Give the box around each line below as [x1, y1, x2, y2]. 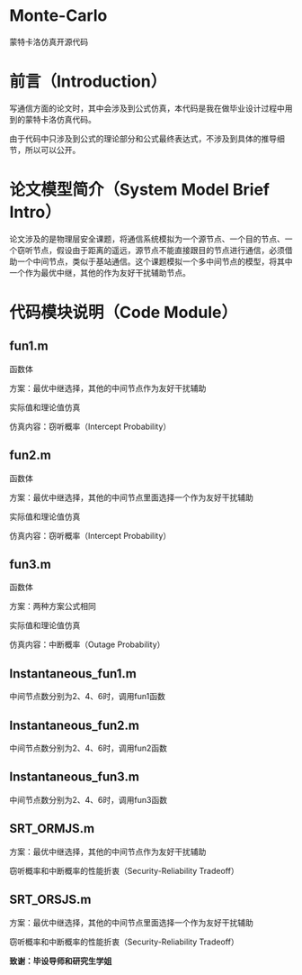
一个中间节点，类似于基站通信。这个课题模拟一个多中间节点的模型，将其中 [16, 256, 293, 267]
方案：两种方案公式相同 [9, 601, 96, 612]
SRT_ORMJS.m [9, 821, 95, 836]
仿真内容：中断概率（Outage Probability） [9, 639, 165, 650]
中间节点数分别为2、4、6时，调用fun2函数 [9, 743, 168, 753]
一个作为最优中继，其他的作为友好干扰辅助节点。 [9, 267, 191, 278]
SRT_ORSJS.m [9, 892, 92, 907]
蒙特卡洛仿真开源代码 [9, 36, 88, 47]
